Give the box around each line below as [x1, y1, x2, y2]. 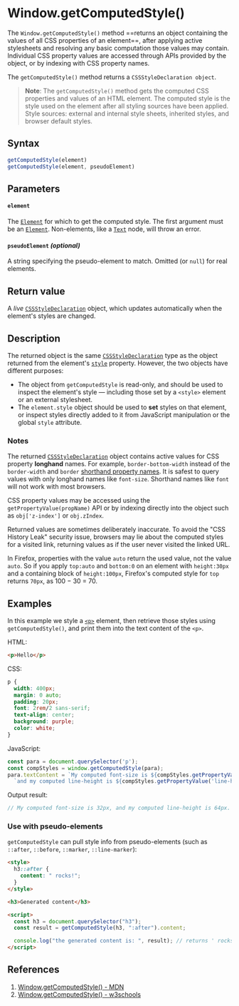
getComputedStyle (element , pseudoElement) [7, 163, 135, 170]
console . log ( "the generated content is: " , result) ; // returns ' [14, 938, 215, 945]
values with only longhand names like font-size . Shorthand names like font [7, 475, 229, 483]
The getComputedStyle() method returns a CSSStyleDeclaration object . [7, 73, 217, 81]
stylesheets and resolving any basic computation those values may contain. [7, 43, 230, 52]
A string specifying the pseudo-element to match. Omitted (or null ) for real [7, 257, 228, 265]
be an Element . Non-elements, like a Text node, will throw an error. [7, 225, 201, 233]
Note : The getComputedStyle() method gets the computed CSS [24, 86, 210, 95]
